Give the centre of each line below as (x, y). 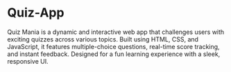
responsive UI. (28, 61)
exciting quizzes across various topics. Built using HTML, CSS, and (103, 39)
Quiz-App (36, 13)
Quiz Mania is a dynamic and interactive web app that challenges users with (116, 32)
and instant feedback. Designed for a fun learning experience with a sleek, (114, 54)
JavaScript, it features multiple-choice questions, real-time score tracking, (113, 46)
